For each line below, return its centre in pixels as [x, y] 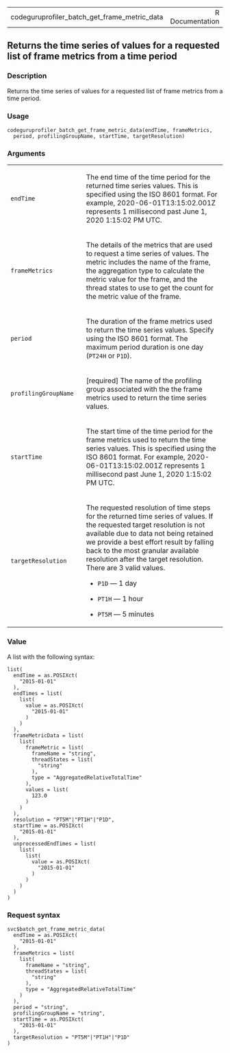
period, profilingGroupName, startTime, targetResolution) [99, 136]
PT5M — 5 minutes [126, 614]
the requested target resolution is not [145, 525]
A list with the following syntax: [51, 657]
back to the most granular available [142, 551]
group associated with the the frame [144, 389]
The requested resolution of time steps [148, 508]
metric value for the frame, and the [142, 280]
